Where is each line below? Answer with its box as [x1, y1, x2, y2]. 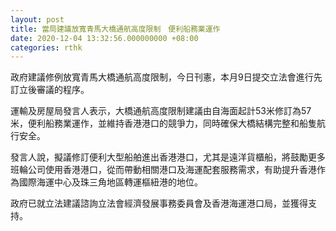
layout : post [10, 14, 65, 25]
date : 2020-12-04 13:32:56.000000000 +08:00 [10, 33, 199, 43]
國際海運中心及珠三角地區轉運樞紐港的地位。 [18, 176, 203, 188]
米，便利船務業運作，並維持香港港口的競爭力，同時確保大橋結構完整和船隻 [10, 117, 317, 130]
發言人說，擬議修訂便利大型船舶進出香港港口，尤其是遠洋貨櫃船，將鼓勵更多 [10, 151, 326, 163]
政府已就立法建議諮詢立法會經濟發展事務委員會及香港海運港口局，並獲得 [10, 197, 308, 210]
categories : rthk [10, 42, 83, 53]
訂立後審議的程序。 [10, 84, 90, 96]
